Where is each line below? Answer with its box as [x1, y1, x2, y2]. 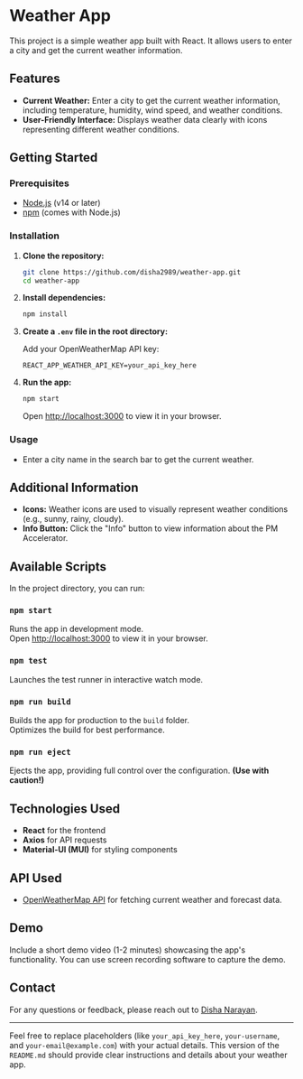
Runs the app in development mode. [9, 624, 144, 635]
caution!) [9, 775, 45, 786]
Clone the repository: [22, 250, 105, 261]
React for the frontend [22, 825, 106, 836]
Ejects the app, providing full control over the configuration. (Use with [9, 765, 270, 777]
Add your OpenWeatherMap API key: [22, 344, 160, 355]
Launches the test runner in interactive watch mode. [9, 674, 204, 684]
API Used [9, 870, 63, 886]
